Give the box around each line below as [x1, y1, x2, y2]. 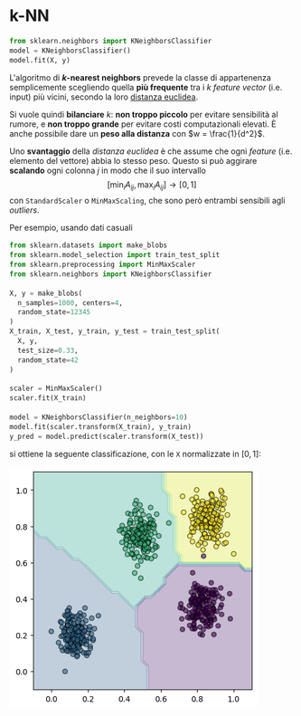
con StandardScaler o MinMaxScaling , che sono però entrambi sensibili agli [9, 196, 286, 206]
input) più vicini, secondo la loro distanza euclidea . [9, 91, 199, 102]
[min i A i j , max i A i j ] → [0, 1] [107, 178, 197, 192]
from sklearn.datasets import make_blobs [9, 241, 168, 250]
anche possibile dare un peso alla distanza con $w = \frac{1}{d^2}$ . [9, 128, 265, 138]
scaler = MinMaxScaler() [9, 384, 103, 394]
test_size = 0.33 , [17, 346, 79, 355]
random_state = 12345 [17, 308, 91, 317]
